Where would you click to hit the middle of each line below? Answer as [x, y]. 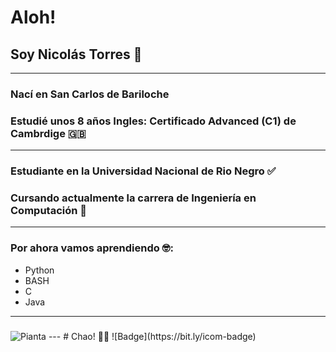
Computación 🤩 [49, 211]
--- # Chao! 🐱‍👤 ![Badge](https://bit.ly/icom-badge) [152, 336]
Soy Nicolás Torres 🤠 [76, 54]
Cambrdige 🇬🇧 [48, 133]
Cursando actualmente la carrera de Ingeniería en [133, 198]
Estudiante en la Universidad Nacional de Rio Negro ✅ [143, 171]
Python [39, 270]
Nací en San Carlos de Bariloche [90, 94]
